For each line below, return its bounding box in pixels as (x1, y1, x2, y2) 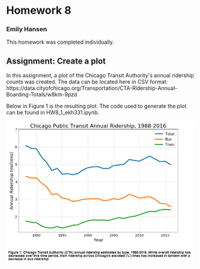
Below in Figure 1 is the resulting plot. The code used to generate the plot (6, 102, 187, 110)
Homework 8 (6, 4, 72, 17)
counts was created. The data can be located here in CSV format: (6, 78, 168, 86)
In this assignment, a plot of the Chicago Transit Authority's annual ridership (6, 72, 195, 79)
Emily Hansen (6, 25, 47, 34)
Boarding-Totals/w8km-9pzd (6, 91, 78, 98)
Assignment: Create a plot (6, 56, 106, 66)
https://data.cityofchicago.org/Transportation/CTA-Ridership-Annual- (6, 84, 178, 92)
